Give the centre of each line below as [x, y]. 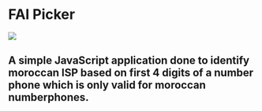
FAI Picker [42, 15]
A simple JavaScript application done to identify [129, 61]
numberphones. [49, 97]
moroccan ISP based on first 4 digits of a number [131, 73]
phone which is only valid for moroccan [107, 85]
